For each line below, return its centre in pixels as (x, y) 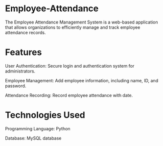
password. (16, 86)
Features (23, 52)
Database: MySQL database (33, 138)
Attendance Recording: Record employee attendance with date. (69, 95)
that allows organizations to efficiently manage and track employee (73, 27)
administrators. (20, 71)
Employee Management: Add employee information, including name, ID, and (81, 80)
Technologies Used (45, 115)
